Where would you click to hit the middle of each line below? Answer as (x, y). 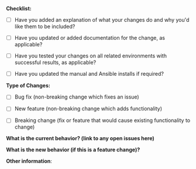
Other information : (29, 161)
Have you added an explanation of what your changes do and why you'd (102, 20)
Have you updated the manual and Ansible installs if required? (89, 74)
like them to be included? (45, 26)
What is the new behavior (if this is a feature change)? (73, 150)
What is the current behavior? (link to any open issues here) (80, 138)
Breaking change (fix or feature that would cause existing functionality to (102, 120)
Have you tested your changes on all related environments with (90, 56)
